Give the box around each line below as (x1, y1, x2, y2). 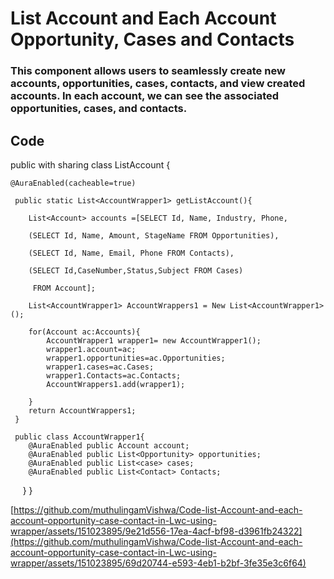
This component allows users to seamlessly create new (10, 64, 286, 78)
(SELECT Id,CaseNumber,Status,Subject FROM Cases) (28, 265, 244, 276)
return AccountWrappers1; (28, 405, 137, 416)
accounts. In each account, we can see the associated (10, 89, 280, 103)
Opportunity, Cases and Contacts (10, 28, 295, 51)
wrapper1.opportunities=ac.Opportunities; (46, 353, 226, 363)
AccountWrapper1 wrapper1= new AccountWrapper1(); (46, 335, 262, 346)
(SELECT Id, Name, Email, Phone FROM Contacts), (28, 248, 235, 258)
